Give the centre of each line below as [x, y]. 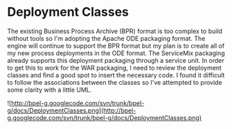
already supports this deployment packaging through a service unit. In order [116, 60]
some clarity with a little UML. [50, 90]
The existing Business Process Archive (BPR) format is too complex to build [115, 31]
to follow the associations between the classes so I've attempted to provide [115, 82]
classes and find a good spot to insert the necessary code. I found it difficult [116, 75]
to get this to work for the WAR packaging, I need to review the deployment [114, 68]
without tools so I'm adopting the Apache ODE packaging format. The [106, 38]
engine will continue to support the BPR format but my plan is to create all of [116, 46]
